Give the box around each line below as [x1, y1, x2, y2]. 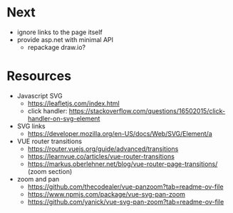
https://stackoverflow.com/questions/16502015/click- [68, 106, 226, 115]
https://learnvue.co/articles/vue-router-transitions [27, 152, 175, 160]
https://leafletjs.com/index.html [27, 99, 120, 108]
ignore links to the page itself [16, 28, 103, 36]
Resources [6, 68, 72, 84]
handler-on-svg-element [27, 114, 100, 123]
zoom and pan [16, 175, 60, 183]
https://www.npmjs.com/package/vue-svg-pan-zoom [27, 189, 186, 198]
